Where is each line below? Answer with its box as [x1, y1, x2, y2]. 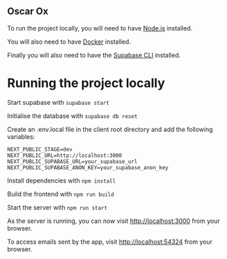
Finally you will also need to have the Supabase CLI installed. [7, 51, 181, 59]
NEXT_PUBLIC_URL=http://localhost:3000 [7, 152, 122, 159]
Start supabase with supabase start [7, 98, 109, 106]
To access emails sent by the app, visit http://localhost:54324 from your [7, 237, 212, 246]
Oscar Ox [7, 6, 48, 17]
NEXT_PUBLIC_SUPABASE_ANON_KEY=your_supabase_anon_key [7, 164, 169, 171]
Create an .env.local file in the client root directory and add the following [7, 125, 213, 133]
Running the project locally [7, 76, 165, 91]
